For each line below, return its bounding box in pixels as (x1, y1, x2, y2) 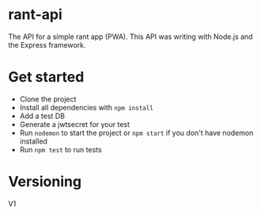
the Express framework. (8, 40, 86, 49)
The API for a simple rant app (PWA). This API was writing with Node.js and (8, 32, 253, 41)
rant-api (8, 6, 63, 24)
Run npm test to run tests (19, 144, 102, 154)
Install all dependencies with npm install (19, 102, 154, 112)
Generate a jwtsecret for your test (19, 119, 130, 129)
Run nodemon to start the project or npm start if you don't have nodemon (19, 128, 254, 137)
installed (19, 136, 47, 146)
